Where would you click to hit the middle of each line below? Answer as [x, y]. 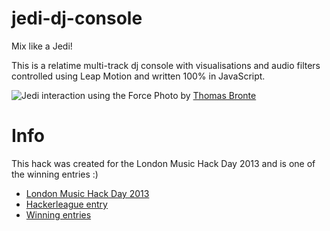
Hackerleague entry [66, 204]
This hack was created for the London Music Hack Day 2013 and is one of [163, 163]
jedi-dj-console [77, 18]
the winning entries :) [55, 174]
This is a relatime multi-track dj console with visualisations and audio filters [166, 65]
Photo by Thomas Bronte [205, 95]
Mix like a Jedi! [42, 46]
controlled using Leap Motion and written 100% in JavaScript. [138, 76]
